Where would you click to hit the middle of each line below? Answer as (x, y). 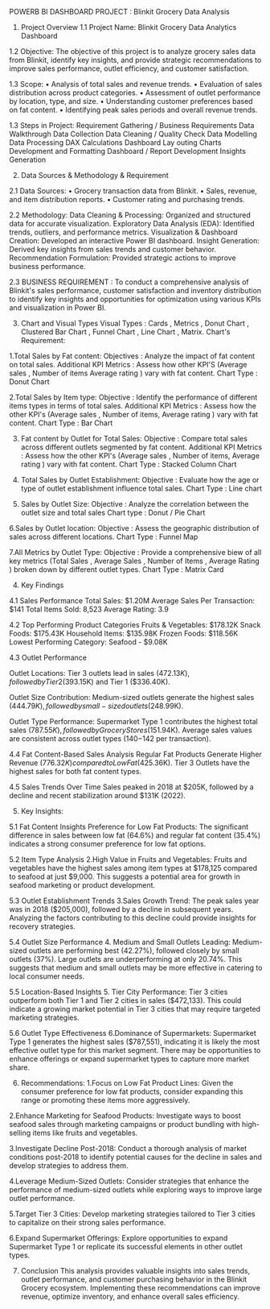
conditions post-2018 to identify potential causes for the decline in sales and (135, 1157)
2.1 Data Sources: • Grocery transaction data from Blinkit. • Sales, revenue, (133, 191)
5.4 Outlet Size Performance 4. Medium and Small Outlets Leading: (120, 942)
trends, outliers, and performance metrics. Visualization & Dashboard (123, 232)
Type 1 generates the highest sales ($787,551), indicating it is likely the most (135, 1042)
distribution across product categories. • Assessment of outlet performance (135, 93)
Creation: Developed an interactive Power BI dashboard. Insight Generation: (135, 240)
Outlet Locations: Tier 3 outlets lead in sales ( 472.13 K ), (100, 673)
